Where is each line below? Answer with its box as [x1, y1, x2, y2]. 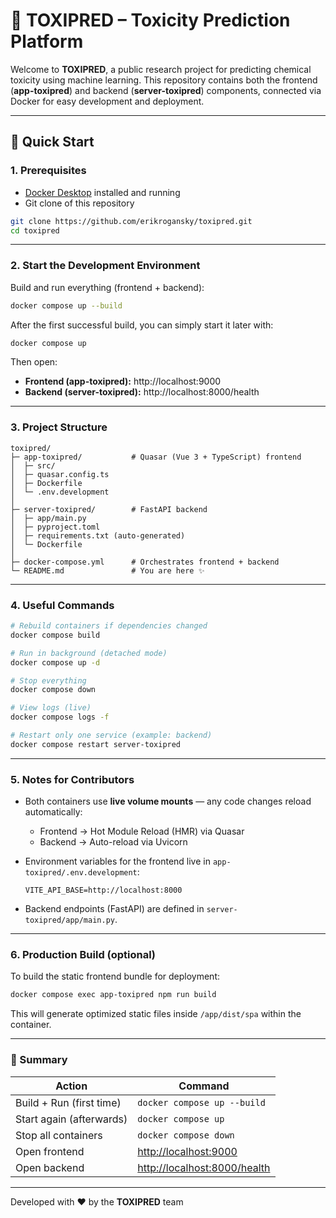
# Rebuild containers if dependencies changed [10, 621, 208, 631]
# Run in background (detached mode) [10, 648, 168, 658]
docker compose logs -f [10, 712, 110, 723]
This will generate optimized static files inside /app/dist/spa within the [10, 1008, 302, 1020]
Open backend [15, 1160, 85, 1174]
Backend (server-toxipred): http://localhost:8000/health [24, 386, 260, 398]
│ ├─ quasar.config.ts [10, 469, 110, 479]
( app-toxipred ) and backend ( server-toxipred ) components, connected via [10, 84, 322, 96]
